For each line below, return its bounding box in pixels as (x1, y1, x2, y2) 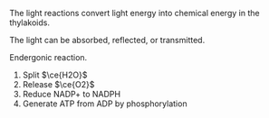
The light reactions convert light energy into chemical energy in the (9, 8, 260, 18)
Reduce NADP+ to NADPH (22, 89, 120, 99)
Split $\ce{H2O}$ (22, 69, 88, 80)
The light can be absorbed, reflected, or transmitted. (9, 35, 206, 45)
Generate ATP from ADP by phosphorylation (22, 98, 187, 109)
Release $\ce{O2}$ (22, 79, 95, 89)
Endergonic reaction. (9, 52, 88, 62)
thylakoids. (9, 17, 50, 28)
